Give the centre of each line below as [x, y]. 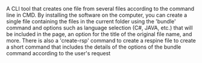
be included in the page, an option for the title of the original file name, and [99, 34]
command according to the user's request [58, 53]
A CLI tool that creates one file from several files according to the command [100, 9]
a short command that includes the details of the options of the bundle [94, 47]
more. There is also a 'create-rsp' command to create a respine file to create [101, 40]
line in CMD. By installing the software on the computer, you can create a [97, 15]
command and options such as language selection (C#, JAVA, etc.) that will [99, 28]
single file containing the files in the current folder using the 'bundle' [91, 21]
